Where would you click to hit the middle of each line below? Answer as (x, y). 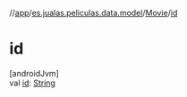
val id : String (33, 83)
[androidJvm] (34, 73)
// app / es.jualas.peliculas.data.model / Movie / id (93, 13)
